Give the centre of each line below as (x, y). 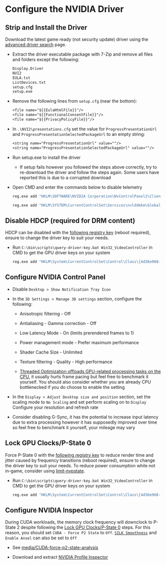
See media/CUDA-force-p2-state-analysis (55, 548)
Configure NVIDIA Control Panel (55, 277)
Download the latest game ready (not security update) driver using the (77, 39)
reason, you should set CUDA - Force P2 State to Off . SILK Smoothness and (81, 533)
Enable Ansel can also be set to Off (41, 538)
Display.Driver (28, 68)
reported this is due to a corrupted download (65, 178)
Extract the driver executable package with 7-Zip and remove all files (83, 54)
